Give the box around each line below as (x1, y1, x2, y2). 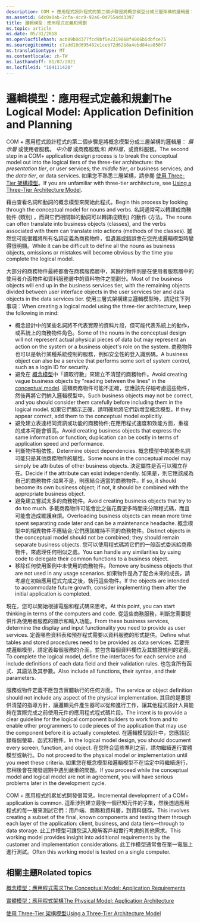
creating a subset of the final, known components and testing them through (6, 814, 192, 821)
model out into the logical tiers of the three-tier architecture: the (6, 159, 162, 166)
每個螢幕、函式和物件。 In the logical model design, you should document (11, 737, 192, 744)
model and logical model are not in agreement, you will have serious (6, 773, 173, 780)
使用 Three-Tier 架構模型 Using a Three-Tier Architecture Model (6, 910, 161, 917)
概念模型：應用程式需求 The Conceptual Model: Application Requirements (6, 885, 186, 892)
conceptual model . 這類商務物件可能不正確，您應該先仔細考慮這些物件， (14, 385, 193, 392)
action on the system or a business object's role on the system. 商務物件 (14, 343, 193, 350)
